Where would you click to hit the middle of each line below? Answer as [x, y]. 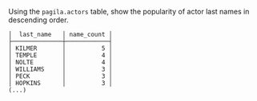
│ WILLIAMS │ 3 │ [60, 69]
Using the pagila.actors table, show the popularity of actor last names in [129, 12]
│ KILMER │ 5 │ [60, 49]
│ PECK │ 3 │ [60, 76]
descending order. [38, 20]
